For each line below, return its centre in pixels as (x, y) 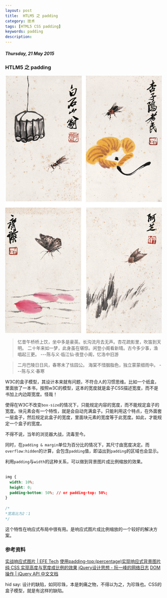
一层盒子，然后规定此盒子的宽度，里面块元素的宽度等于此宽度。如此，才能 (81, 417)
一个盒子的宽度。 (27, 423)
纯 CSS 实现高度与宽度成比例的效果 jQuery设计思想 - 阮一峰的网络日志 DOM (83, 568)
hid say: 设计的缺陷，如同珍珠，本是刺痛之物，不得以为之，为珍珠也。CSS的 (83, 585)
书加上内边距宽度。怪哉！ (31, 395)
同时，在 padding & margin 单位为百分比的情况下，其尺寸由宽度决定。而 (78, 445)
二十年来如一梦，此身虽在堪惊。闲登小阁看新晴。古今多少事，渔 (92, 348)
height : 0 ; (21, 487)
